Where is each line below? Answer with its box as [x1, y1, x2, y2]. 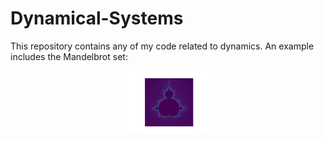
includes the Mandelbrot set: [10, 50, 128, 62]
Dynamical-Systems [10, 7, 184, 30]
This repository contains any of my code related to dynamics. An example [10, 40, 315, 52]
